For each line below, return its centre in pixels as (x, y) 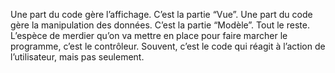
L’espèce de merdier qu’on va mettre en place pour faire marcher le (149, 35)
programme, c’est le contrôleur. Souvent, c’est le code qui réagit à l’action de (168, 46)
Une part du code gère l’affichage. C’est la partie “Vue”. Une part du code (161, 14)
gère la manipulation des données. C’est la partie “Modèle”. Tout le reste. (160, 25)
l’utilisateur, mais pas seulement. (77, 57)
